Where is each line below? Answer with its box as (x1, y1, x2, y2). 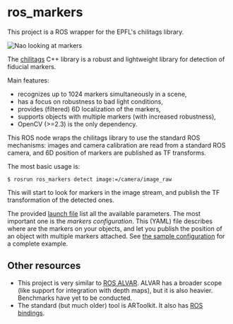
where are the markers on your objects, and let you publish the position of (7, 224, 222, 233)
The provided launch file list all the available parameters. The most (7, 209, 201, 217)
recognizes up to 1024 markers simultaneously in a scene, (17, 90, 187, 98)
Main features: (7, 76, 49, 85)
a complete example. (7, 239, 68, 248)
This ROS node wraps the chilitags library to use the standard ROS (7, 133, 201, 142)
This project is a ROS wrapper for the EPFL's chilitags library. (7, 28, 184, 36)
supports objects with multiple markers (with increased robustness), (17, 112, 217, 121)
